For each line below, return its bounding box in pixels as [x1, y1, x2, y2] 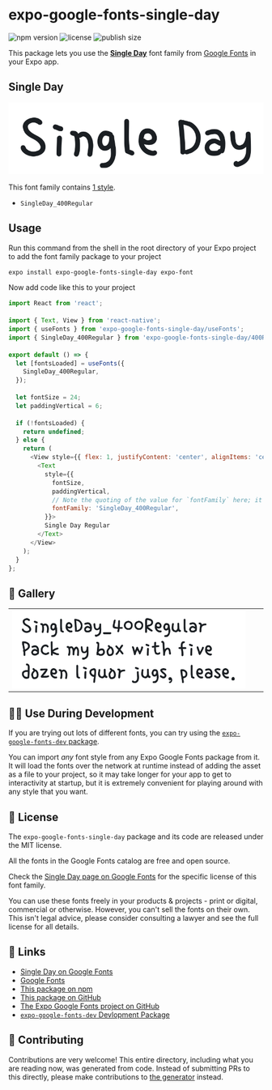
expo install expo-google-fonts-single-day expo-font [8, 268, 194, 276]
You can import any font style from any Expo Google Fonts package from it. [8, 752, 261, 762]
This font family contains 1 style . [8, 182, 116, 192]
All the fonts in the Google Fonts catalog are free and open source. [8, 856, 231, 866]
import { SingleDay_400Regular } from [8, 334, 139, 342]
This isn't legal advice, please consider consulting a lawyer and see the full [8, 913, 259, 923]
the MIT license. [8, 841, 62, 850]
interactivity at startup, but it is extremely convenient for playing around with [8, 778, 263, 788]
